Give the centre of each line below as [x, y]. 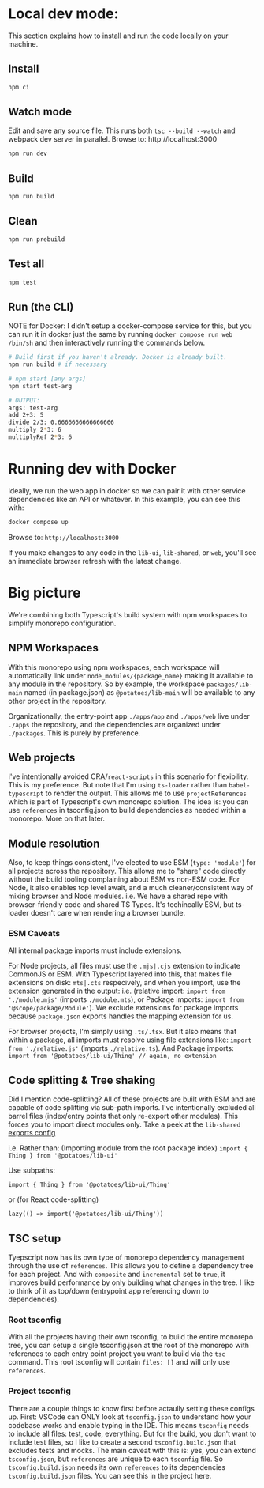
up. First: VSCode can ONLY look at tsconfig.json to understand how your [130, 1417]
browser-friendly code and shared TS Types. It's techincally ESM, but [121, 905]
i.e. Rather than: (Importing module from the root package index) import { [128, 1148]
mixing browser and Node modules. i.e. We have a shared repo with [118, 896]
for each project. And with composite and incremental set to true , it [117, 1275]
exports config [32, 1133]
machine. [23, 43]
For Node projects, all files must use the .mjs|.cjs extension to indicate [124, 966]
